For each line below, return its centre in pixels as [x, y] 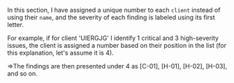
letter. [16, 25]
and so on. [23, 73]
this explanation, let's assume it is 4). [60, 53]
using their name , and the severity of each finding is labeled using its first [111, 17]
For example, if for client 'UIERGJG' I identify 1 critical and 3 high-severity [113, 38]
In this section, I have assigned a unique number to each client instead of [114, 10]
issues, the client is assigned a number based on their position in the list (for [117, 45]
